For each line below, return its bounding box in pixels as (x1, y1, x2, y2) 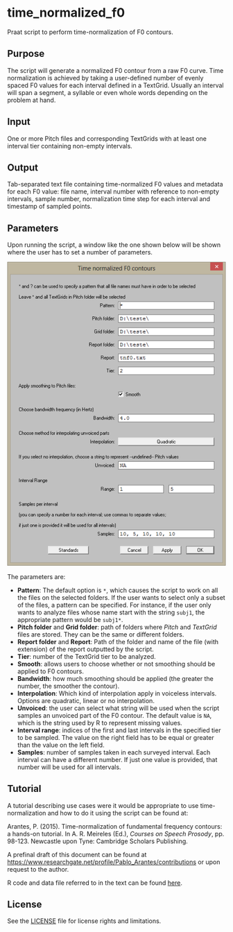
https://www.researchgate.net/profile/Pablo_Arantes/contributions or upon (7, 858, 221, 866)
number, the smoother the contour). (17, 682, 120, 690)
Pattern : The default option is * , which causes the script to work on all (17, 586, 218, 594)
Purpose (7, 48, 45, 60)
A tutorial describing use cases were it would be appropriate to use (7, 801, 199, 809)
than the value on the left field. (17, 741, 105, 749)
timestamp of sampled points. (7, 202, 92, 211)
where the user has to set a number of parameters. (7, 248, 153, 257)
